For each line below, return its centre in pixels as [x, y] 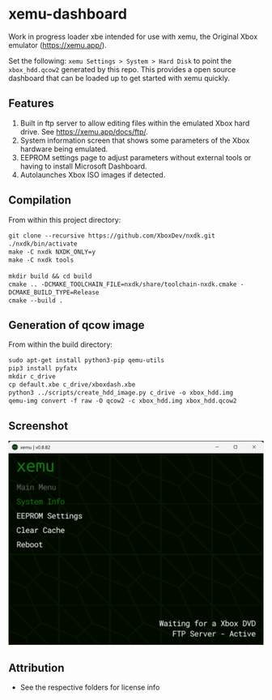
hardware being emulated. [64, 149]
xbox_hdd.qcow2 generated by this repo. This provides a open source [122, 69]
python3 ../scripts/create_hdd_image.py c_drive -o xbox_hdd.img [121, 393]
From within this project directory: [65, 220]
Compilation [40, 201]
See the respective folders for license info [90, 687]
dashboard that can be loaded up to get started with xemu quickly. [119, 78]
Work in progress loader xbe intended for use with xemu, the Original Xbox [133, 36]
